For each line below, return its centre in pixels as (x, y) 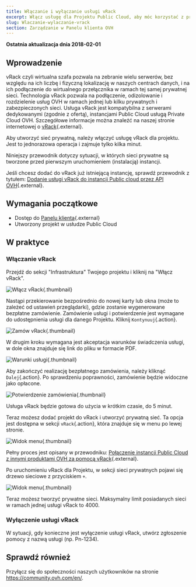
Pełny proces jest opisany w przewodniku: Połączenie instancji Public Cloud (97, 452)
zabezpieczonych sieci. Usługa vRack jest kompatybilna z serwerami (89, 108)
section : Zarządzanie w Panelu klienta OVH (60, 28)
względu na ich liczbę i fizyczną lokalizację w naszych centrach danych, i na (98, 83)
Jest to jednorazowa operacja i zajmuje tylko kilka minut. (74, 144)
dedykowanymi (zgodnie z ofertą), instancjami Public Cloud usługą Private (95, 114)
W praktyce (28, 242)
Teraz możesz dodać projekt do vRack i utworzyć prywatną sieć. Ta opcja (95, 417)
